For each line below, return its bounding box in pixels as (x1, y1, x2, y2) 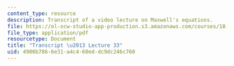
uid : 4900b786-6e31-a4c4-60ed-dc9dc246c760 (7, 49, 136, 56)
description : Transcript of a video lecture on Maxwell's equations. (7, 16, 214, 23)
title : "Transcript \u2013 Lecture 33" (7, 42, 123, 49)
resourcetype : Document (7, 36, 77, 43)
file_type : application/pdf (7, 29, 89, 36)
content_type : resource (7, 10, 77, 17)
